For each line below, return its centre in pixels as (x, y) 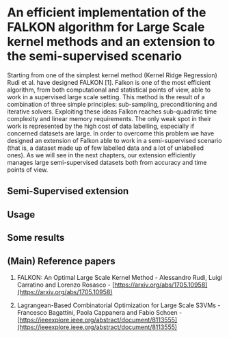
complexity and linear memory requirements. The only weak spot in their (109, 118)
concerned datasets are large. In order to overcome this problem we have (111, 133)
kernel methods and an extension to (111, 42)
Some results (36, 238)
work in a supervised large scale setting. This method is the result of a (106, 96)
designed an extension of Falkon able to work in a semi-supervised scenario (114, 140)
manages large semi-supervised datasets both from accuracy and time (107, 162)
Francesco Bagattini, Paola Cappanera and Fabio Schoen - (99, 312)
